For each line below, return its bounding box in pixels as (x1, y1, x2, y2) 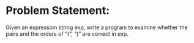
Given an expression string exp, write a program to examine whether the (6, 24, 188, 31)
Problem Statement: (6, 4, 110, 18)
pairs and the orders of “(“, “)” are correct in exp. (6, 30, 129, 37)
